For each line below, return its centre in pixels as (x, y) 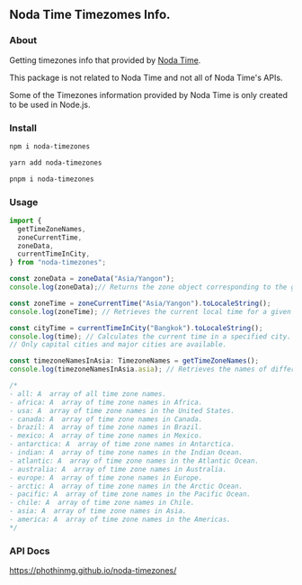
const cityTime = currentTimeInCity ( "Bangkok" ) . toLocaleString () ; (136, 328)
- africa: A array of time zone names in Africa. (106, 402)
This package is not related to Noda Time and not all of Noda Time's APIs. (146, 77)
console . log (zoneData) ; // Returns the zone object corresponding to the (148, 287)
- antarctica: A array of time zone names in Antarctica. (122, 445)
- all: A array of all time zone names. (88, 394)
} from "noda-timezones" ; (58, 263)
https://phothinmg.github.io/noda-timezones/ (93, 571)
